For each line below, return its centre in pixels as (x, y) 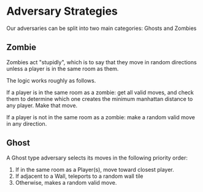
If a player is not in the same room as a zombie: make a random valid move (101, 117)
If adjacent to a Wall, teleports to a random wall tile (79, 176)
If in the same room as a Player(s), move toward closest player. (95, 169)
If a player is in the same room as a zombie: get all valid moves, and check (100, 92)
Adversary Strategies (62, 11)
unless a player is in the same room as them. (63, 68)
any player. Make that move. (42, 105)
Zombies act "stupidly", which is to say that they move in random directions (102, 62)
